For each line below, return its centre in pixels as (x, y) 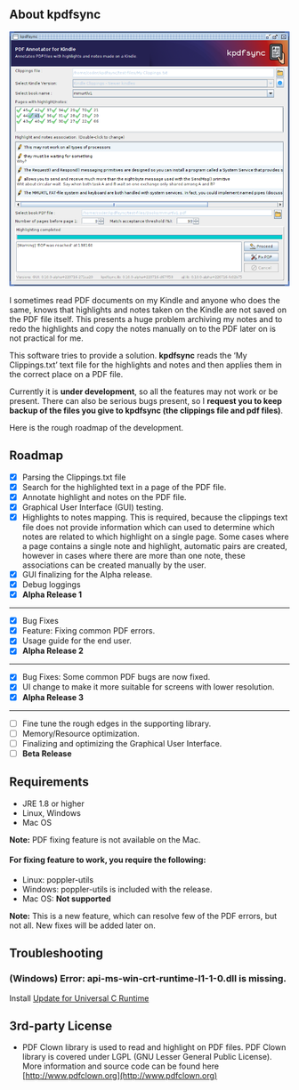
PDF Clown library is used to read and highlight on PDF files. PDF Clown (154, 1047)
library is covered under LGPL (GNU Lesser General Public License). (147, 1057)
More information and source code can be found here (121, 1066)
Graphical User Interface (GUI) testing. (93, 507)
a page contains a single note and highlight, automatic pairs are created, (154, 545)
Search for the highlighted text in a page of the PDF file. (124, 487)
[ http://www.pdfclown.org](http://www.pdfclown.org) (120, 1076)
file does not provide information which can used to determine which (149, 527)
